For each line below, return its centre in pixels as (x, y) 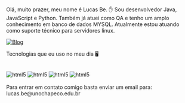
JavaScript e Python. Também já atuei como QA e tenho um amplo (88, 18)
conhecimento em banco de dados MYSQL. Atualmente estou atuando (93, 24)
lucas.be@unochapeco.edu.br (43, 93)
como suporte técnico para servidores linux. (61, 30)
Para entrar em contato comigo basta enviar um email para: (79, 87)
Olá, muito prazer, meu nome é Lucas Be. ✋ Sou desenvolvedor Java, (92, 9)
